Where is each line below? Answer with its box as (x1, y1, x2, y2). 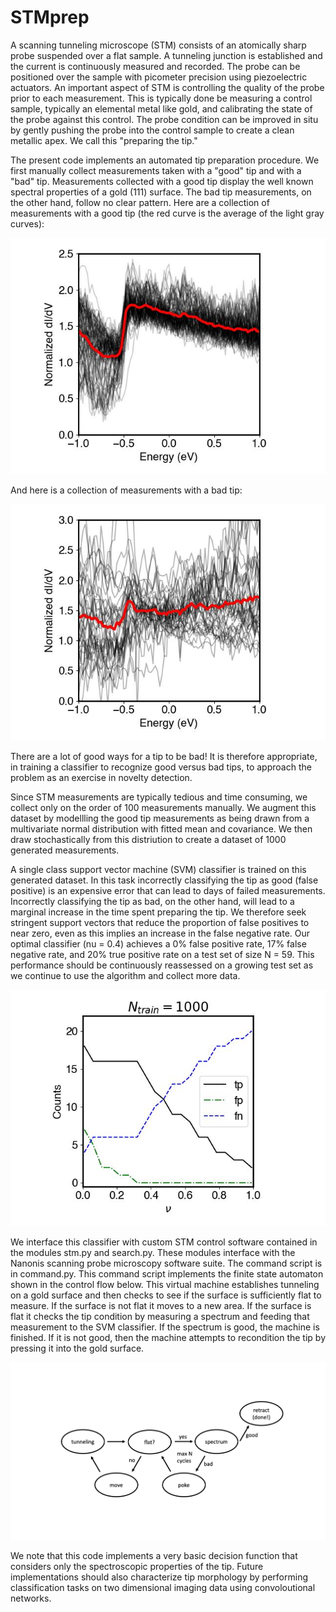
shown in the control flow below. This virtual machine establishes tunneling (10, 1278, 320, 1290)
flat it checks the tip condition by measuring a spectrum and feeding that (10, 1310, 310, 1322)
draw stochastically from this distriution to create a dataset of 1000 (10, 833, 287, 845)
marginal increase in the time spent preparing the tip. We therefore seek (10, 906, 307, 918)
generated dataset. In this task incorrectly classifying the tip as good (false (10, 874, 319, 886)
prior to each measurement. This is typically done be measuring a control (10, 92, 313, 104)
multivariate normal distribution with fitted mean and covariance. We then (10, 822, 313, 835)
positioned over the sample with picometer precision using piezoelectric (10, 71, 308, 83)
